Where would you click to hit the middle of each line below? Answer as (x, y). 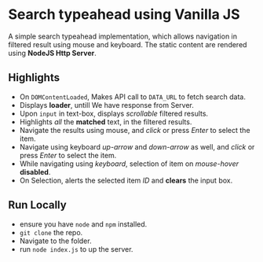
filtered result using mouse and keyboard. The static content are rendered (128, 44)
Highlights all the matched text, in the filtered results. (106, 122)
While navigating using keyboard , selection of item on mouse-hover (129, 164)
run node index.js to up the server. (76, 249)
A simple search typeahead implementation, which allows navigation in (123, 36)
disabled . (35, 172)
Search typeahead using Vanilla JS (124, 15)
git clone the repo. (51, 232)
